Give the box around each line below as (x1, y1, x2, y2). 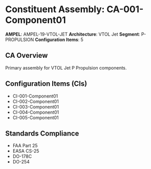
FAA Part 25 (12, 143, 38, 149)
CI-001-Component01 (12, 93, 58, 99)
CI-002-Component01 (12, 98, 59, 105)
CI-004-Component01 (12, 109, 59, 115)
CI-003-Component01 (12, 104, 59, 110)
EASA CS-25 (12, 148, 40, 154)
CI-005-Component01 (12, 114, 59, 120)
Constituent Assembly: (5, 4, 105, 15)
